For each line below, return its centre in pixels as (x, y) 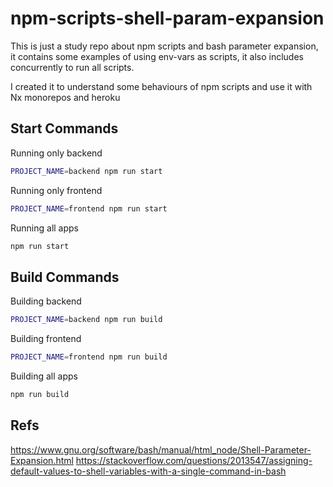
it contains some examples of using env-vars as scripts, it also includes (157, 56)
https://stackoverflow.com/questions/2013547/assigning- (194, 460)
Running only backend (56, 153)
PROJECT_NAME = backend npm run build (86, 320)
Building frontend (46, 339)
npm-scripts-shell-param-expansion (167, 18)
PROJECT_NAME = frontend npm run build (89, 357)
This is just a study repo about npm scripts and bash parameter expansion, (164, 46)
